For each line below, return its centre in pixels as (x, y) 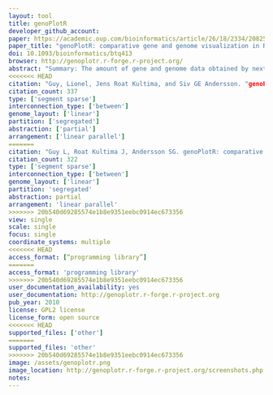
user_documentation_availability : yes (74, 288)
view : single (30, 220)
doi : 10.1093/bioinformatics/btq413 (70, 54)
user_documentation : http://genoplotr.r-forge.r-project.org (114, 295)
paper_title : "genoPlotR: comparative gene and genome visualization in (134, 46)
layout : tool (30, 16)
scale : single (32, 227)
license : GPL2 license (47, 310)
